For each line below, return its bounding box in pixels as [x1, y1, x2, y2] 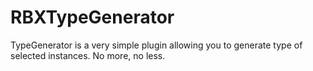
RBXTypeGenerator [10, 6, 175, 29]
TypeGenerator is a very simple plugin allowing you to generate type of [10, 39, 303, 51]
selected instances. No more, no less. [10, 49, 166, 61]
